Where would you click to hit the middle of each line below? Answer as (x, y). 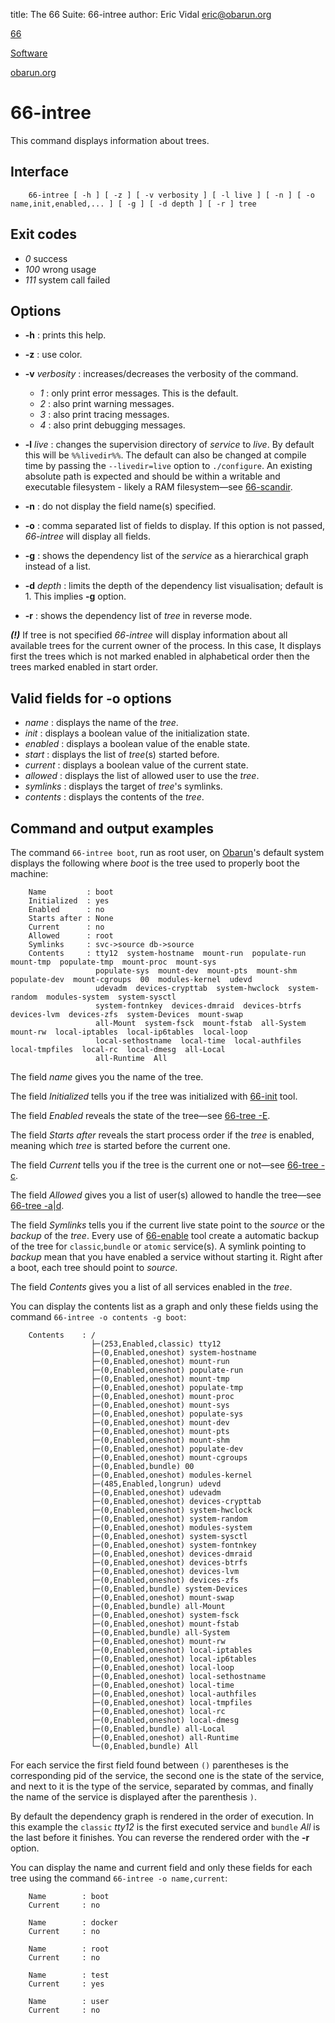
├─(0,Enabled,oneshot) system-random (169, 1519)
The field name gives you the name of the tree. (107, 1077)
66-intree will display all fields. (87, 536)
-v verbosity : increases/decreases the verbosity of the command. (161, 374)
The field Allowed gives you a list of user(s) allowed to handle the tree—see (166, 1195)
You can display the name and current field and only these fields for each (161, 1867)
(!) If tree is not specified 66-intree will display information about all (149, 635)
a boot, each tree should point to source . (94, 1267)
